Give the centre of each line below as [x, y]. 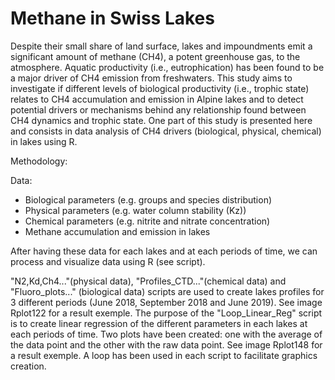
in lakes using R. [44, 141]
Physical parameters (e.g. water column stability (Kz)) [135, 210]
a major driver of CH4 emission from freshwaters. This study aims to [151, 78]
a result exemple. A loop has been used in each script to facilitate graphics [164, 355]
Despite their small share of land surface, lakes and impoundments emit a [161, 46]
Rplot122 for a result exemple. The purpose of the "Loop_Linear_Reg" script [166, 313]
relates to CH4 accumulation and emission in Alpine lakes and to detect [157, 99]
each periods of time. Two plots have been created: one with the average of [166, 334]
